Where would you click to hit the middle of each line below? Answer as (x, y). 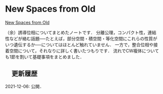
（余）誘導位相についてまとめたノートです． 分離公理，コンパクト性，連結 (81, 32)
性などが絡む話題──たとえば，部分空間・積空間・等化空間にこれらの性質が (81, 38)
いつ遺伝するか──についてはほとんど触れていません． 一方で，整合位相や (79, 44)
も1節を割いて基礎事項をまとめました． (45, 56)
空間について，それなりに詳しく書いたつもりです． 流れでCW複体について (84, 51)
